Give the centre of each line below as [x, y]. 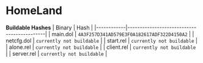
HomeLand [34, 11]
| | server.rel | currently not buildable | [57, 53]
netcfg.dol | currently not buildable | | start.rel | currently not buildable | [102, 40]
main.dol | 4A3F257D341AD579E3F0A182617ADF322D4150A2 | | [123, 34]
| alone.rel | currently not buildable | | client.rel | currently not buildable [101, 47]
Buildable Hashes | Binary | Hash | [49, 28]
